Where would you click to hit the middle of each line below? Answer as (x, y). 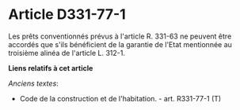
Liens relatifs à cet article (51, 68)
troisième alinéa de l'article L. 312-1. (67, 53)
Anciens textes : (34, 83)
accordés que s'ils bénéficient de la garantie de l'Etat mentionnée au (120, 44)
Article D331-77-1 (67, 15)
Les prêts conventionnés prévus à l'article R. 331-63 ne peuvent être (120, 36)
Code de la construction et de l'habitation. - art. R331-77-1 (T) (120, 98)
